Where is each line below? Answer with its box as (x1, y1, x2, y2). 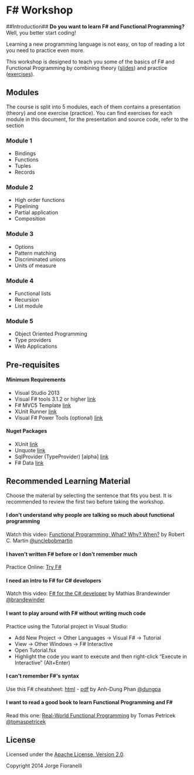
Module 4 (6, 276, 34, 285)
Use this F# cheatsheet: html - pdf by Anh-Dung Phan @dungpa (6, 685, 161, 692)
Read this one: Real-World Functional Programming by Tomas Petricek (6, 712, 176, 719)
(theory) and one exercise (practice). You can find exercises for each (6, 109, 173, 116)
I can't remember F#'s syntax (6, 672, 79, 679)
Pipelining (14, 203, 39, 210)
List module (14, 302, 43, 309)
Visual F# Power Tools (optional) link (14, 414, 103, 421)
